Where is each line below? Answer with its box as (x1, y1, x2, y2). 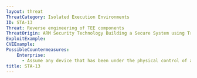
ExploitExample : (6, 36, 46, 42)
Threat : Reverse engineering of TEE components (6, 25, 125, 31)
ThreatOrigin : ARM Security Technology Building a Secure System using (6, 30, 185, 36)
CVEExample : (6, 42, 35, 48)
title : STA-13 (6, 63, 41, 69)
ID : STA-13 (6, 19, 33, 25)
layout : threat (6, 8, 43, 15)
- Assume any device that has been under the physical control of (21, 57, 188, 63)
